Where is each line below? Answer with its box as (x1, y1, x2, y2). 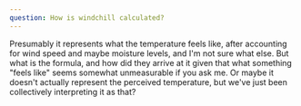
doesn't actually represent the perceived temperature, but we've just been (9, 76, 288, 87)
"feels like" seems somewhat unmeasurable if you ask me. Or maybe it (9, 67, 275, 78)
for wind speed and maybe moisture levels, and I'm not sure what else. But (9, 47, 289, 59)
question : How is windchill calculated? (9, 13, 166, 23)
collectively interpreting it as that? (9, 86, 136, 97)
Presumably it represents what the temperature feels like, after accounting (9, 38, 288, 49)
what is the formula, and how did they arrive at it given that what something (9, 57, 293, 68)
